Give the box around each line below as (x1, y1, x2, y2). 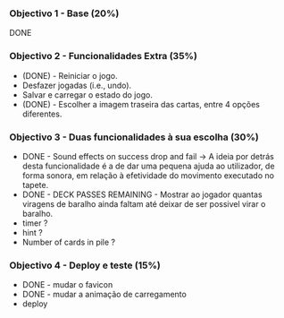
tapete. (21, 179, 49, 190)
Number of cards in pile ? (21, 236, 116, 247)
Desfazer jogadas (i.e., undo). (21, 80, 132, 90)
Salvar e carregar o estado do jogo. (21, 89, 154, 100)
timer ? (21, 218, 48, 228)
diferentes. (21, 108, 63, 119)
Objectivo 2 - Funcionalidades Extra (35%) (9, 50, 198, 63)
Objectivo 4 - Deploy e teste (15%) (9, 259, 161, 271)
